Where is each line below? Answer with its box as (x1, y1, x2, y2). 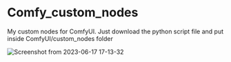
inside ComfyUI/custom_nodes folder (7, 34, 114, 42)
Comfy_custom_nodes (7, 5, 139, 20)
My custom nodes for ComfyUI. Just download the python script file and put (7, 27, 224, 35)
